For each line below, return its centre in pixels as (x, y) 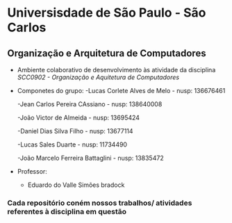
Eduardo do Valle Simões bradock (76, 185)
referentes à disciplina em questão (67, 211)
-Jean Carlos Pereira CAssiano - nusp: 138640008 (90, 104)
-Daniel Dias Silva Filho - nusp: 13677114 (75, 131)
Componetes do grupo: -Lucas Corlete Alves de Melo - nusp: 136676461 (121, 91)
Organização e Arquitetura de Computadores (107, 53)
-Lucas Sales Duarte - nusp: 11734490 (72, 144)
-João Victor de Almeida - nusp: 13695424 (78, 117)
